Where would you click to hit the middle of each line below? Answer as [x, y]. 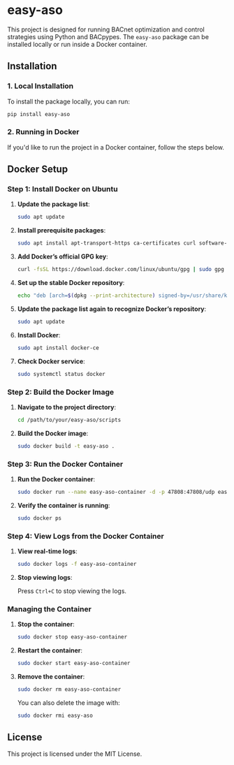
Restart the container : [50, 650]
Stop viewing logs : [45, 577]
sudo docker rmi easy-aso [55, 715]
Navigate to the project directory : [67, 407]
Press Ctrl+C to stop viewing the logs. [72, 591]
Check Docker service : [51, 361]
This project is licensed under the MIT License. [75, 754]
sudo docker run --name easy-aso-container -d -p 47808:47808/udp [116, 492]
